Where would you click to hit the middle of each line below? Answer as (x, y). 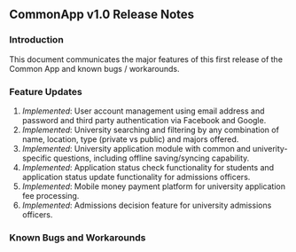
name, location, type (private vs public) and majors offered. (130, 139)
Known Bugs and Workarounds (78, 237)
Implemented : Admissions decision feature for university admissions (147, 205)
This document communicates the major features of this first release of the (146, 59)
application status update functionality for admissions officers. (136, 177)
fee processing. (51, 195)
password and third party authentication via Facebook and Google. (144, 120)
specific (36, 158)
